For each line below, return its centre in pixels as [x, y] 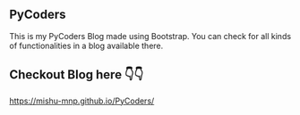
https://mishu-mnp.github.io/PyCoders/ [82, 101]
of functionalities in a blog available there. [86, 45]
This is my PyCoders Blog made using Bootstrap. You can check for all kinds [150, 36]
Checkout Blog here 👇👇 [77, 75]
